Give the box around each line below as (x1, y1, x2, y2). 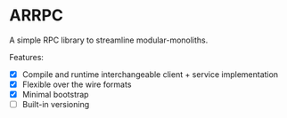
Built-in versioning (21, 99, 90, 110)
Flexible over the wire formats (21, 79, 132, 90)
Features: (9, 51, 45, 62)
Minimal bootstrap (21, 90, 89, 100)
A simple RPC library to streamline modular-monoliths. (9, 35, 209, 45)
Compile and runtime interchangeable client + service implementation (21, 68, 279, 80)
